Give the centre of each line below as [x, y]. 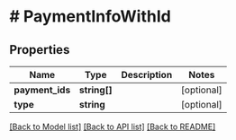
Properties [40, 50]
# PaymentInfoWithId [90, 17]
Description [147, 75]
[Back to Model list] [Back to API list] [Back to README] [113, 127]
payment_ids [42, 90]
